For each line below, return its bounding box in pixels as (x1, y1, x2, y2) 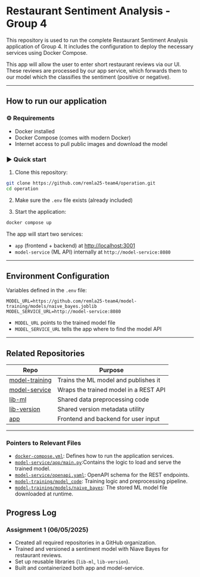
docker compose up (6, 219, 52, 226)
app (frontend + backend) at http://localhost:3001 (14, 242, 136, 249)
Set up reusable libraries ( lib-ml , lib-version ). (14, 558, 130, 565)
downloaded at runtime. (14, 490, 73, 498)
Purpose (99, 366, 124, 375)
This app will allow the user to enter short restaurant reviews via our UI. (6, 61, 182, 68)
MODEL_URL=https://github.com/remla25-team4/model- (6, 298, 137, 304)
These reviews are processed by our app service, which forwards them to (6, 67, 187, 74)
